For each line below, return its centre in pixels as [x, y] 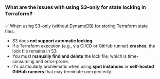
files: [10, 32]
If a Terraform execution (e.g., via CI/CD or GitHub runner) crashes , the [84, 46]
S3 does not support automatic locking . [53, 41]
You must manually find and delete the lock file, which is [69, 56]
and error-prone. [52, 62]
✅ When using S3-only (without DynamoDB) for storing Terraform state [77, 26]
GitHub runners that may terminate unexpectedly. [62, 72]
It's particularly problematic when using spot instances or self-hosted [83, 66]
